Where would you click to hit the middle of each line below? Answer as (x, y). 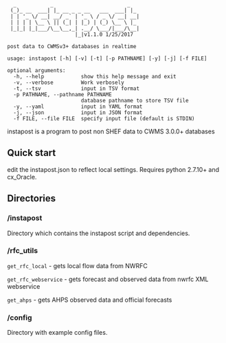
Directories (32, 198)
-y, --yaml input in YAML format (78, 107)
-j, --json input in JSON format (78, 113)
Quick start (32, 153)
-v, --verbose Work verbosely (69, 82)
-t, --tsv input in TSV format (76, 89)
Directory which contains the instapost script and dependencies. (99, 233)
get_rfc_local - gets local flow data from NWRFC (77, 265)
